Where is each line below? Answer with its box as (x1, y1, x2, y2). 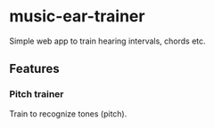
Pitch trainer (9, 88, 64, 100)
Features (9, 61, 60, 76)
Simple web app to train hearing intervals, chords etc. (9, 36, 207, 46)
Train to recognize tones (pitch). (9, 108, 128, 119)
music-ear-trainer (9, 6, 145, 27)
